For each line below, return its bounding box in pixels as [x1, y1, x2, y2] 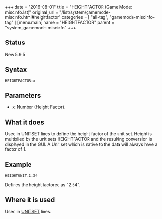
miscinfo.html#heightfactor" [5, 15, 61, 20]
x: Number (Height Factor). [12, 104, 66, 110]
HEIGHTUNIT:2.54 [5, 174, 38, 178]
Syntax [5, 65, 27, 74]
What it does [5, 118, 44, 126]
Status [5, 39, 26, 47]
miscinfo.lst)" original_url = [5, 9, 59, 15]
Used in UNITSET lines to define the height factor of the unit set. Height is [5, 131, 152, 137]
